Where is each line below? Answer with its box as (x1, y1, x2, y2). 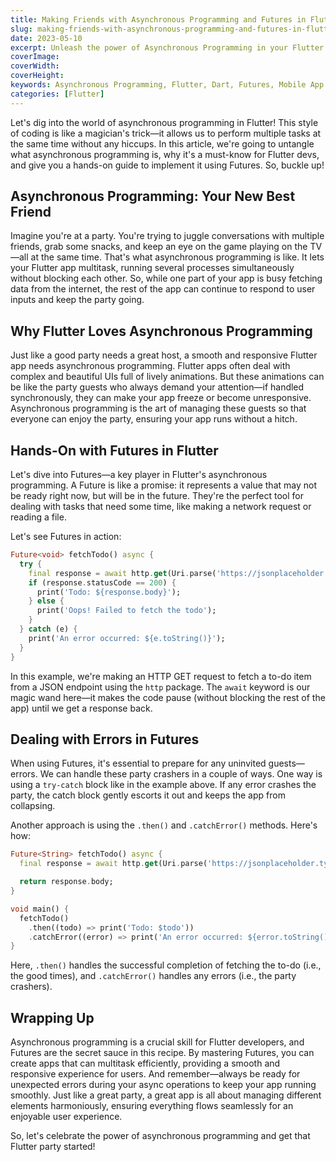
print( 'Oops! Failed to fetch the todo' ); (36, 606, 217, 616)
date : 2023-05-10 (10, 33, 83, 43)
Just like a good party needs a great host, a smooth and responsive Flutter (10, 349, 318, 361)
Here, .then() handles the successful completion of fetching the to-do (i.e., (10, 959, 322, 971)
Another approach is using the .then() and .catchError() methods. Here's (10, 819, 318, 831)
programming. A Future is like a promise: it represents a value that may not (10, 479, 317, 491)
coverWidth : (10, 61, 60, 71)
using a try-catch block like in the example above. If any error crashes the (10, 779, 317, 791)
